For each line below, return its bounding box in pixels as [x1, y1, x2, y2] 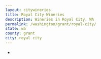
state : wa [5, 26, 26, 31]
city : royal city [5, 36, 42, 41]
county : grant [5, 31, 36, 36]
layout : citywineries [5, 7, 51, 13]
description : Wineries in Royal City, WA [5, 17, 94, 22]
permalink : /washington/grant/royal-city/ [5, 21, 96, 27]
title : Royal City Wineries [5, 12, 65, 17]
